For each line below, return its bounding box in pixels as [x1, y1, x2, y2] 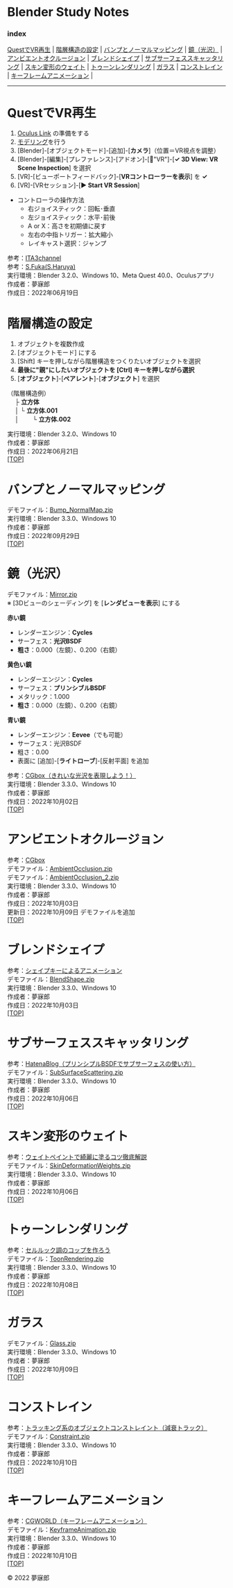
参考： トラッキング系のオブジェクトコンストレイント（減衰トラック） [7, 1423, 208, 1432]
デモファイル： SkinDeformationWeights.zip [7, 1161, 131, 1169]
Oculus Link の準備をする [17, 129, 89, 137]
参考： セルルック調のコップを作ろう [7, 1245, 111, 1254]
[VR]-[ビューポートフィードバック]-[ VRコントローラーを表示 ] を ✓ [17, 173, 208, 181]
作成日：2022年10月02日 [7, 797, 79, 806]
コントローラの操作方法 [17, 196, 85, 205]
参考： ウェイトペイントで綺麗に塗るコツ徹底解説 [7, 1153, 147, 1161]
